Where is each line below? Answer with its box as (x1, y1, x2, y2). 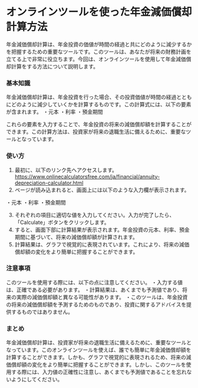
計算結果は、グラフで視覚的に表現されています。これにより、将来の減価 (14, 241, 190, 248)
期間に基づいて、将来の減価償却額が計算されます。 (14, 234, 138, 241)
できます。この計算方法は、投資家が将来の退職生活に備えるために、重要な (6, 128, 186, 136)
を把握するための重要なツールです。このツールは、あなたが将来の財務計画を (6, 48, 192, 55)
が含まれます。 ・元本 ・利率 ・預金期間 (6, 108, 103, 116)
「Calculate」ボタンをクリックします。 (14, 219, 110, 226)
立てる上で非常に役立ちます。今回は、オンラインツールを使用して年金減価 (6, 55, 187, 63)
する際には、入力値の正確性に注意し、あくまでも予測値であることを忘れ (11, 369, 187, 376)
